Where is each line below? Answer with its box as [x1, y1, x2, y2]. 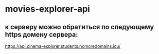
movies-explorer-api [5, 3, 90, 15]
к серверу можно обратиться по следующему [5, 23, 154, 31]
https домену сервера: [5, 30, 78, 38]
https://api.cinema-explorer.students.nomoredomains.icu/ [5, 43, 121, 49]
